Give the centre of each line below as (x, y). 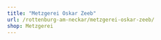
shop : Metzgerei (30, 26)
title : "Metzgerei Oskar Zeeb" (52, 13)
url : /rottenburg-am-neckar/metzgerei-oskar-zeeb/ (81, 20)
